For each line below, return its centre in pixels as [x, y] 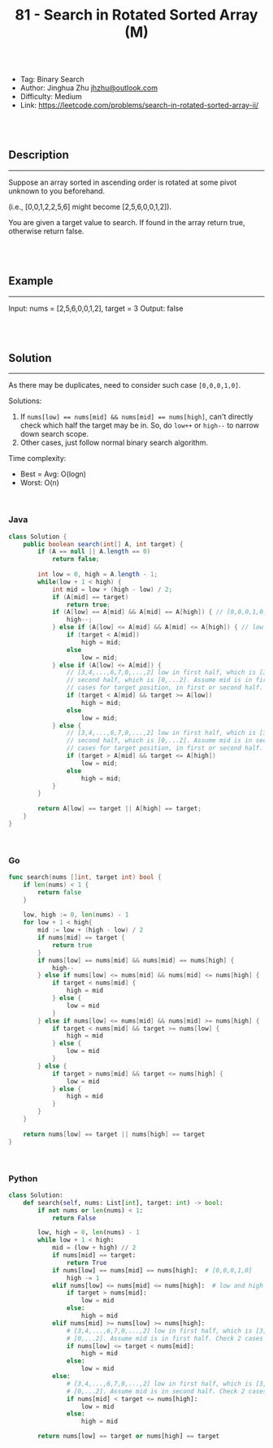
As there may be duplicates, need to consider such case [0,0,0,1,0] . [125, 385]
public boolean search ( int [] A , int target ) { [103, 544]
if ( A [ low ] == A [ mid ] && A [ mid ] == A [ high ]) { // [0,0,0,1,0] [159, 612]
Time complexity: [37, 459]
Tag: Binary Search [52, 79]
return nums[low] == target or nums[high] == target [129, 1437]
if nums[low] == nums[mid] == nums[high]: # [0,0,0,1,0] [152, 1270]
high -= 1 [83, 1278]
